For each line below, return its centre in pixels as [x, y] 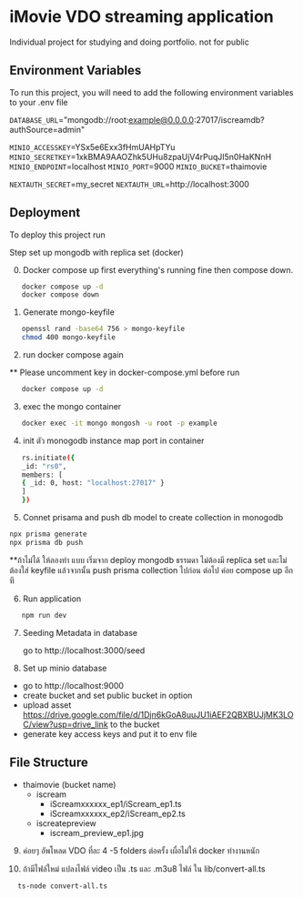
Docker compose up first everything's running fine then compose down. [158, 269]
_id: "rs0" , [44, 466]
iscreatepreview [66, 823]
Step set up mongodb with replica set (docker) [96, 252]
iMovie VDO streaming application [142, 17]
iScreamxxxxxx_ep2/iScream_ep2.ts [118, 813]
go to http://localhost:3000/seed [84, 650]
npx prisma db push [46, 542]
